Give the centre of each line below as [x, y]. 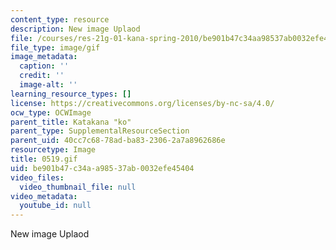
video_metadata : [44, 196]
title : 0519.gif [44, 159]
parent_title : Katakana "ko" [71, 122]
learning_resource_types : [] [71, 94]
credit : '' [42, 76]
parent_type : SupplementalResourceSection [100, 131]
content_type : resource [60, 19]
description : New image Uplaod [75, 29]
